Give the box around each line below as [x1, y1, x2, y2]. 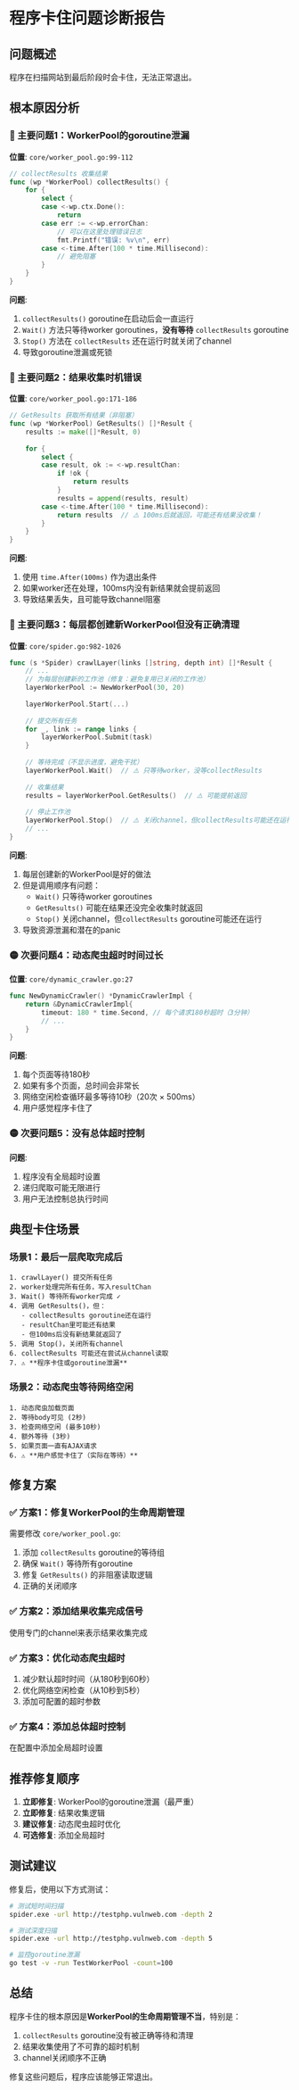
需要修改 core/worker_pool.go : [9, 1528, 122, 1539]
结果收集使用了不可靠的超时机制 [21, 2041, 140, 2052]
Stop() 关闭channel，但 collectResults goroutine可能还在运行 [35, 913, 263, 924]
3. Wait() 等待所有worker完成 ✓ [9, 1292, 122, 1301]
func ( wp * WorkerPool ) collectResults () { [9, 178, 169, 187]
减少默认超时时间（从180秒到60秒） [21, 1673, 155, 1684]
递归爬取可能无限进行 [21, 1182, 101, 1192]
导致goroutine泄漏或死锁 [21, 346, 113, 357]
